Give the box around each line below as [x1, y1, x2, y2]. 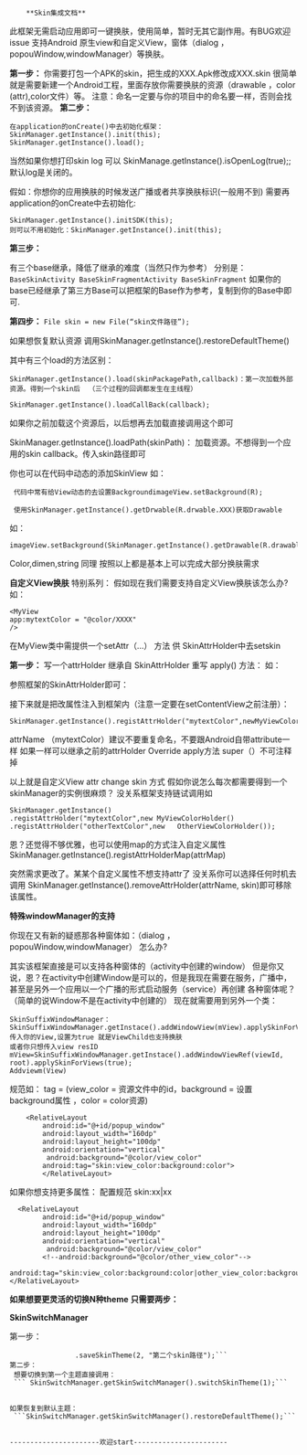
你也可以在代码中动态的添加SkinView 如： [9, 468, 166, 478]
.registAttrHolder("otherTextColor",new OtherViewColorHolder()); [9, 822, 276, 831]
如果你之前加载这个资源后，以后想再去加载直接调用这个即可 [9, 418, 234, 428]
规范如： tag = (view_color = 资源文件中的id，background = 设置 [9, 1084, 253, 1094]
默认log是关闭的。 [9, 167, 78, 177]
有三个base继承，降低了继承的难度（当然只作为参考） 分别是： [9, 262, 247, 272]
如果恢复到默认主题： [9, 1404, 78, 1413]
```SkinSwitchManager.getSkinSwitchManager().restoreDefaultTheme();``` [13, 1412, 297, 1421]
